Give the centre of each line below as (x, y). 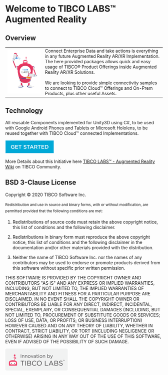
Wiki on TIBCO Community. (33, 167)
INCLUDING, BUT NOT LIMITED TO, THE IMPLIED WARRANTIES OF (74, 288)
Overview (21, 38)
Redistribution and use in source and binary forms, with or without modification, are (77, 205)
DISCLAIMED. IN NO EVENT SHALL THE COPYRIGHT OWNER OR (72, 299)
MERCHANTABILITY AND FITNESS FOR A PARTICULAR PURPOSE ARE (78, 294)
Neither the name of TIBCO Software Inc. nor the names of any (77, 257)
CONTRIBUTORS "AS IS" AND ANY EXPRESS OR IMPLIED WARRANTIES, (80, 283)
